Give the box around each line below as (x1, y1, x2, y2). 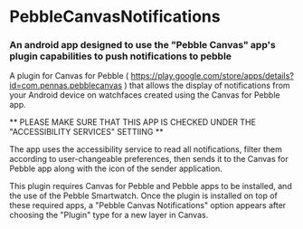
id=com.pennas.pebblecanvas (9, 80, 123, 91)
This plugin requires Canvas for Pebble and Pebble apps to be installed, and (9, 181, 292, 192)
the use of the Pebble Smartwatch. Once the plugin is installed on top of (9, 190, 278, 201)
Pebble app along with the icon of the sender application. (9, 163, 223, 174)
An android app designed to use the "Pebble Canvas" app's (9, 39, 276, 52)
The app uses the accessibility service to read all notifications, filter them (9, 144, 282, 155)
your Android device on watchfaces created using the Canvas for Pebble (9, 90, 280, 100)
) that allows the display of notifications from (123, 80, 291, 91)
